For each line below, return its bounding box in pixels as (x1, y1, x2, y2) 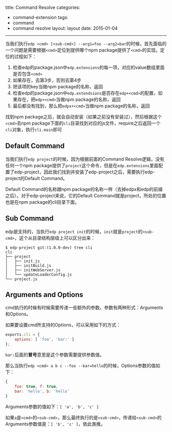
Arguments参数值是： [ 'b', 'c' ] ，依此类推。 (5, 421, 105, 427)
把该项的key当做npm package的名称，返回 (12, 84, 103, 89)
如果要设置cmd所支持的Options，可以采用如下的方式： (5, 322, 121, 328)
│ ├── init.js (5, 259, 40, 264)
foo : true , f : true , (14, 384, 58, 389)
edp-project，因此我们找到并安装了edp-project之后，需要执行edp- (14, 169, 155, 175)
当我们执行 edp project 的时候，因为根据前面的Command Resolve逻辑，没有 (5, 156, 165, 162)
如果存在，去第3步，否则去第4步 (12, 77, 82, 83)
